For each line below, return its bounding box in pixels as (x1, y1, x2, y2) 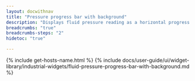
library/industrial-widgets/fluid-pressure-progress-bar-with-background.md (6, 63, 190, 70)
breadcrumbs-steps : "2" (6, 30, 64, 36)
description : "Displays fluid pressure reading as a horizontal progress (6, 19, 190, 25)
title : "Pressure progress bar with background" (6, 14, 127, 20)
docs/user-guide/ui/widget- (122, 57, 189, 64)
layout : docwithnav (6, 8, 54, 15)
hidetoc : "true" (6, 36, 46, 41)
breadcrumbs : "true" (6, 24, 57, 31)
